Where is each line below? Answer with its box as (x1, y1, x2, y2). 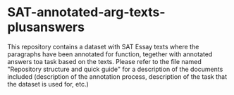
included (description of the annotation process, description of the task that (7, 72, 228, 81)
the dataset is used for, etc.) (7, 80, 90, 88)
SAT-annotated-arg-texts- (7, 4, 166, 20)
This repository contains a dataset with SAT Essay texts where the (7, 42, 199, 51)
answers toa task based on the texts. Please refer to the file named (7, 57, 202, 65)
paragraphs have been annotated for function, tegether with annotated (7, 50, 213, 58)
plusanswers (7, 19, 85, 35)
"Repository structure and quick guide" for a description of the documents (7, 65, 223, 73)
